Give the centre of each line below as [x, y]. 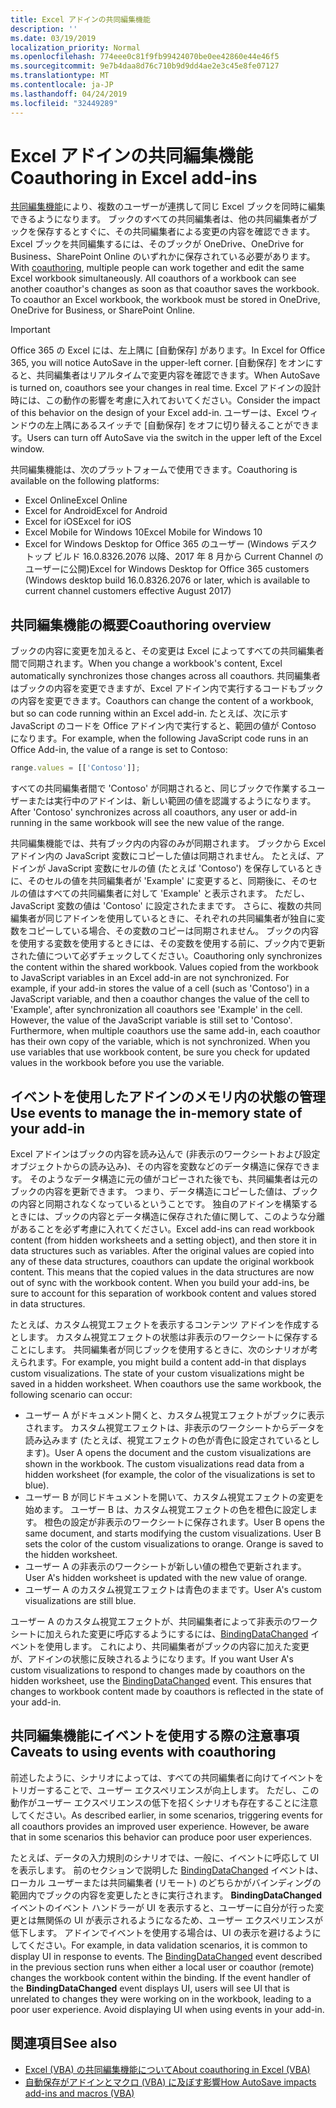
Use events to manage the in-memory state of [156, 1112]
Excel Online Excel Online [76, 500]
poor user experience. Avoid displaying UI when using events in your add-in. [167, 2009]
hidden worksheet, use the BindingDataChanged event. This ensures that [161, 1680]
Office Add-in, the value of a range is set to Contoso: [119, 750]
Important [30, 330]
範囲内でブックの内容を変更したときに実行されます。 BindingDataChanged [166, 1895]
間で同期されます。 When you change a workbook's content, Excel [146, 663]
